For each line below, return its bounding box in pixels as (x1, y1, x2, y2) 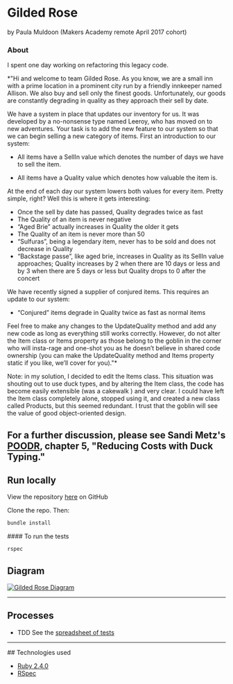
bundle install (7, 520, 51, 527)
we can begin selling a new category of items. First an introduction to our (7, 132, 216, 140)
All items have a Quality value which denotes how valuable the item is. (17, 173, 218, 182)
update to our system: (7, 295, 71, 303)
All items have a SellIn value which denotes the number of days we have (17, 153, 224, 161)
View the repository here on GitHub (7, 493, 109, 501)
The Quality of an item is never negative (17, 215, 132, 223)
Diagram (7, 565, 45, 576)
